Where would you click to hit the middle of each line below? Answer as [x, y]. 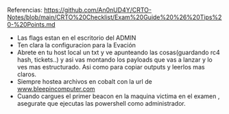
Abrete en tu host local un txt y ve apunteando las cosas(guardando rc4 [119, 52]
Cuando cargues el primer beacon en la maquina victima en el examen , [118, 96]
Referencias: [25, 10]
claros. [26, 74]
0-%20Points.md [32, 24]
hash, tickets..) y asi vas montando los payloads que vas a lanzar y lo [114, 60]
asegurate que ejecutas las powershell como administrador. [101, 103]
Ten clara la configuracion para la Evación [76, 45]
